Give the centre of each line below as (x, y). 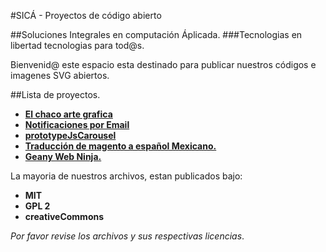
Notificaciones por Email (77, 124)
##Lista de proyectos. (55, 94)
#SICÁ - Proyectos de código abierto (86, 15)
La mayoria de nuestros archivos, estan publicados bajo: (126, 176)
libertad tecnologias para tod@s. (77, 45)
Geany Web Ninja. (63, 156)
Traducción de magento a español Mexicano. (120, 146)
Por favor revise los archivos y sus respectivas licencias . (127, 236)
